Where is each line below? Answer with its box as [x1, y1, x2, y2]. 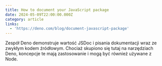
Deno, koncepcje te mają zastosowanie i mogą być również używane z [5, 51, 152, 57]
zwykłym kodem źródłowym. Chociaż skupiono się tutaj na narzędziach [5, 45, 153, 51]
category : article [5, 17, 44, 22]
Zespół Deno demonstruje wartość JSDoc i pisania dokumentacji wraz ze [5, 40, 157, 46]
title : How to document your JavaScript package [5, 7, 109, 13]
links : [5, 21, 19, 27]
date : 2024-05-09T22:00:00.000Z [5, 12, 73, 17]
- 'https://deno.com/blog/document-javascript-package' [10, 26, 129, 31]
